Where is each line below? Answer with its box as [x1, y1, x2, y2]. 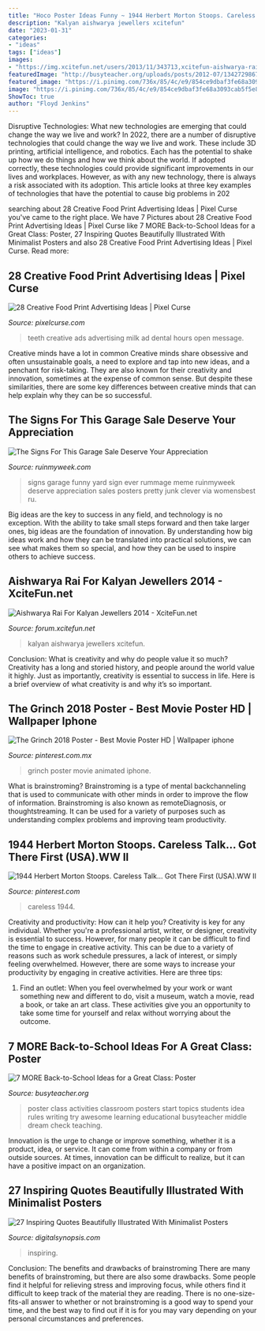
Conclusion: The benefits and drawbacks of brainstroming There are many [8, 1263, 251, 1272]
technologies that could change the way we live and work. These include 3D [8, 138, 256, 148]
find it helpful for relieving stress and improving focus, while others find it [8, 1280, 246, 1290]
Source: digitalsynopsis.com [8, 1232, 101, 1242]
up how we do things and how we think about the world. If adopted [8, 155, 226, 165]
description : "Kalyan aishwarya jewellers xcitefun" [8, 19, 185, 27]
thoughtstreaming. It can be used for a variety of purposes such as [8, 806, 226, 816]
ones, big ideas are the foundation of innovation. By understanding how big [8, 526, 253, 536]
